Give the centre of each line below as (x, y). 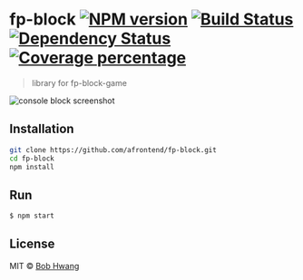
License (32, 244)
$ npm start (32, 216)
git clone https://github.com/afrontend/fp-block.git (113, 150)
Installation (42, 129)
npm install (32, 167)
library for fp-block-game (79, 82)
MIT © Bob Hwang (44, 266)
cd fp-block (32, 159)
